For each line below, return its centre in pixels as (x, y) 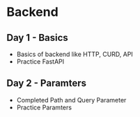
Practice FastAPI (40, 62)
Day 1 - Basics (38, 38)
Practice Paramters (44, 107)
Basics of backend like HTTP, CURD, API (75, 54)
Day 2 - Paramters (47, 83)
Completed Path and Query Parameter (71, 100)
